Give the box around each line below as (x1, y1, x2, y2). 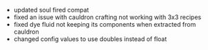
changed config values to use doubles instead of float (13, 35, 167, 43)
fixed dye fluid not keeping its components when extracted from (13, 21, 196, 28)
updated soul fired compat (13, 6, 90, 14)
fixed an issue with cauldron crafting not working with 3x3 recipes (13, 13, 202, 21)
